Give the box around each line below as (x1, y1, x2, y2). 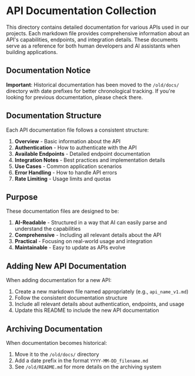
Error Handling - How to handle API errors (14, 169, 117, 176)
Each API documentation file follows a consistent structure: (6, 126, 149, 133)
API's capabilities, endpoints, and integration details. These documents (6, 36, 178, 43)
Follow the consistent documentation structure (14, 294, 128, 301)
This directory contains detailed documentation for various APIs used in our (6, 23, 189, 31)
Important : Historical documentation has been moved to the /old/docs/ (6, 81, 179, 88)
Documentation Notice (6, 66, 91, 76)
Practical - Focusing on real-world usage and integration (14, 238, 153, 245)
